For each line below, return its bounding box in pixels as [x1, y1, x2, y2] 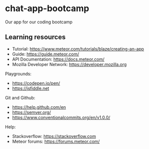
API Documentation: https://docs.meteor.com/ [12, 56, 105, 62]
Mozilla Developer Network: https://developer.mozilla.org [12, 61, 127, 67]
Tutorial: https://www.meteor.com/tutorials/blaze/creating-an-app [12, 46, 145, 51]
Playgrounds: [5, 71, 32, 77]
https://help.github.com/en [12, 104, 66, 110]
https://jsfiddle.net [12, 85, 50, 91]
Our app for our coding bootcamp [5, 19, 73, 25]
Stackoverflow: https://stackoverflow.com [12, 133, 96, 139]
